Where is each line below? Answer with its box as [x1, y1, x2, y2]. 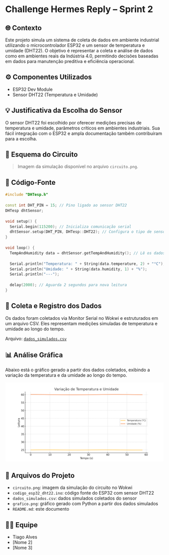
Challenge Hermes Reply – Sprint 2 [5, 4, 153, 15]
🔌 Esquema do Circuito [5, 150, 78, 159]
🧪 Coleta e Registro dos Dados [5, 302, 102, 310]
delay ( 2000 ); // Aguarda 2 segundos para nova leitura [10, 283, 127, 288]
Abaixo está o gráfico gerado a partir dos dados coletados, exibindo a [5, 367, 150, 373]
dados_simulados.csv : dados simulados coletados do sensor [12, 495, 137, 502]
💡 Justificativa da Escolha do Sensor [5, 106, 122, 115]
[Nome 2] [12, 539, 33, 545]
